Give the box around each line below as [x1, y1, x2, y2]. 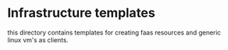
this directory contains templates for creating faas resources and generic [7, 28, 222, 37]
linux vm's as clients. [7, 35, 69, 44]
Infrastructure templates [7, 5, 156, 21]
